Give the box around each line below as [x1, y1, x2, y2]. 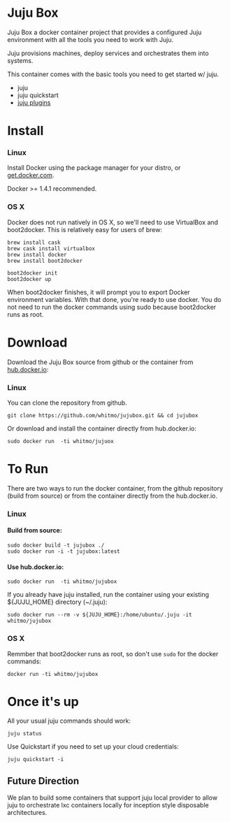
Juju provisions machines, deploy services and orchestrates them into [7, 49, 209, 57]
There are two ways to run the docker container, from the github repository [7, 484, 224, 492]
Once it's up [7, 693, 79, 709]
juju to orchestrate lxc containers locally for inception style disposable [7, 801, 209, 809]
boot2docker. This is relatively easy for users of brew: [7, 225, 163, 233]
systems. [7, 56, 34, 64]
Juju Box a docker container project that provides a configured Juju [7, 28, 202, 36]
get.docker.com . [7, 171, 55, 180]
